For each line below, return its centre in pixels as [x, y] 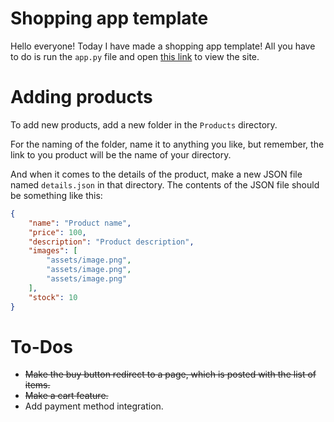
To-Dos [41, 346]
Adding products [81, 97]
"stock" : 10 [53, 297]
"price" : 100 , [57, 232]
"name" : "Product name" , [80, 223]
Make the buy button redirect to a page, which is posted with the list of [170, 374]
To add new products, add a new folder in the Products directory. [144, 124]
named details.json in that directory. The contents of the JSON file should [165, 184]
